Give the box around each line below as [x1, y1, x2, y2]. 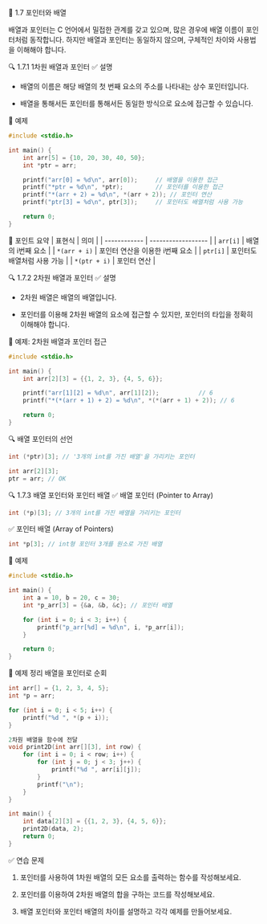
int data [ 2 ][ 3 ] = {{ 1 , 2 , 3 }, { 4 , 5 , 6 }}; [22, 817, 167, 826]
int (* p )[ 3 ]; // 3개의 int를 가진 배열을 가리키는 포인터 [8, 509, 181, 517]
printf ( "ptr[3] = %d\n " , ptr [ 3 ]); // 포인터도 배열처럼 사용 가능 [22, 198, 243, 206]
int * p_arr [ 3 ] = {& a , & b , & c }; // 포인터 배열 [22, 601, 173, 609]
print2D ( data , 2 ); [22, 825, 84, 833]
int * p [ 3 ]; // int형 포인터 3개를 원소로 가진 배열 [8, 540, 163, 549]
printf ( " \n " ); [37, 780, 84, 788]
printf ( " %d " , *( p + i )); [22, 713, 110, 722]
